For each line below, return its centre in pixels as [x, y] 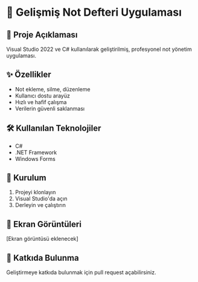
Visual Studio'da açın [41, 198]
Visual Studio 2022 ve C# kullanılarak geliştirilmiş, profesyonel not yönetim [99, 49]
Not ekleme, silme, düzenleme [53, 89]
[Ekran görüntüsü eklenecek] [42, 239]
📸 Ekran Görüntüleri [44, 224]
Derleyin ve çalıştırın [40, 205]
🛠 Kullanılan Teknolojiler [54, 129]
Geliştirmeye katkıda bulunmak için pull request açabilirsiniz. [81, 272]
